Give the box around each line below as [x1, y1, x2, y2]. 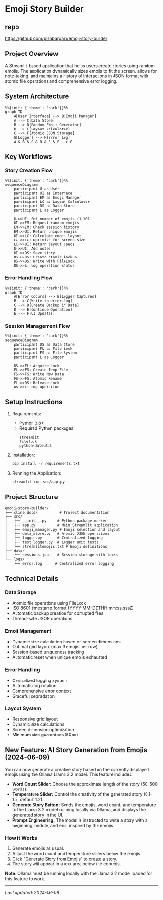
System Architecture [5, 92, 69, 101]
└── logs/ [5, 557, 25, 562]
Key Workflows [5, 152, 52, 161]
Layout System [5, 705, 41, 712]
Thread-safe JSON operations [12, 615, 73, 621]
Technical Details [5, 574, 59, 583]
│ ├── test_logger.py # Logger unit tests [5, 540, 98, 545]
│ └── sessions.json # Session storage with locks [5, 552, 118, 558]
